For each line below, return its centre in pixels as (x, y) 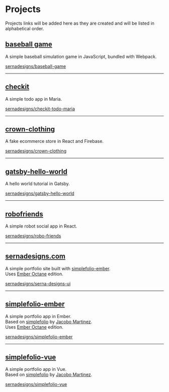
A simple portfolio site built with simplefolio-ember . (58, 268)
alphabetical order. (25, 28)
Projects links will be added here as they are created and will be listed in (80, 23)
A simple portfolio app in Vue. (36, 369)
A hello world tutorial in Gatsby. (38, 184)
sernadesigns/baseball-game (36, 66)
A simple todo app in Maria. (34, 99)
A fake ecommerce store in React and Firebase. (55, 141)
